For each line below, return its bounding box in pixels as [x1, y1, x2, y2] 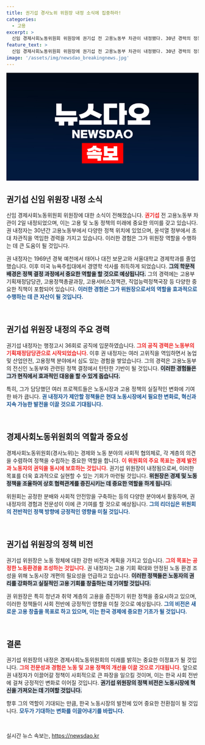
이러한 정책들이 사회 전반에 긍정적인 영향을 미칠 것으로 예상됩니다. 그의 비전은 [6, 600, 190, 607]
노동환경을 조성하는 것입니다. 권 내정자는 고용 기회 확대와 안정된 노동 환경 [17, 564, 192, 571]
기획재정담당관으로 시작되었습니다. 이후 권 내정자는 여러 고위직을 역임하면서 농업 [6, 349, 197, 357]
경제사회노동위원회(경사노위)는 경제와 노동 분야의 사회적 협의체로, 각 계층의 [6, 449, 185, 457]
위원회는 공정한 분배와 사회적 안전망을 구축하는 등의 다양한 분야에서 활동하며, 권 [6, 493, 195, 500]
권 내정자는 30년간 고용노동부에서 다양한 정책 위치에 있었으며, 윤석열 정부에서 [6, 227, 190, 234]
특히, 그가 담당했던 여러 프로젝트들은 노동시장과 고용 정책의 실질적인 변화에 [6, 385, 184, 393]
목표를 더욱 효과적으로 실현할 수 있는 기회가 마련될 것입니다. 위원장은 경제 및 [6, 472, 187, 479]
